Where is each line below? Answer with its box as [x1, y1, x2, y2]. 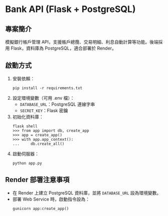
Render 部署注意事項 [5, 175, 70, 184]
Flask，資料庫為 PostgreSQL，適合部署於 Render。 [11, 45, 117, 51]
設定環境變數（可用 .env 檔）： [12, 95, 75, 101]
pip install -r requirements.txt [12, 85, 83, 91]
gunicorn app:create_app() [12, 206, 69, 211]
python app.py [12, 160, 42, 166]
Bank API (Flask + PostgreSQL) [5, 4, 136, 15]
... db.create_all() [12, 141, 65, 146]
